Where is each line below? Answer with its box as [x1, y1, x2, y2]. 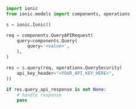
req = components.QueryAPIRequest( [6, 32, 94, 38]
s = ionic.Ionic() [6, 21, 51, 28]
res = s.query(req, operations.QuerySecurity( [6, 65, 122, 71]
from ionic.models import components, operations [6, 11, 131, 17]
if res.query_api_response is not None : [6, 86, 107, 93]
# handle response [16, 92, 62, 98]
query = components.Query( [16, 38, 78, 44]
